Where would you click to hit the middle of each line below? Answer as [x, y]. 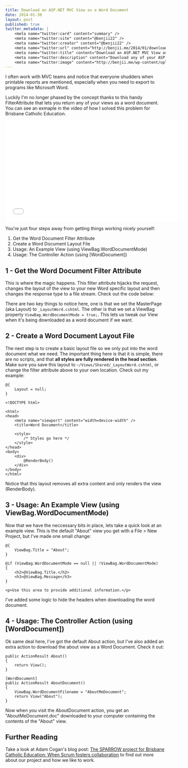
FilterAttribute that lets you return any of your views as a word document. [82, 103]
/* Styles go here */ [47, 438]
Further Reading [32, 737]
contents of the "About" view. [36, 721]
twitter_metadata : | [27, 29]
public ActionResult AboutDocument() [45, 683]
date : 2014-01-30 [24, 15]
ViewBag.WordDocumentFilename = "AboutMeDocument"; [70, 692]
